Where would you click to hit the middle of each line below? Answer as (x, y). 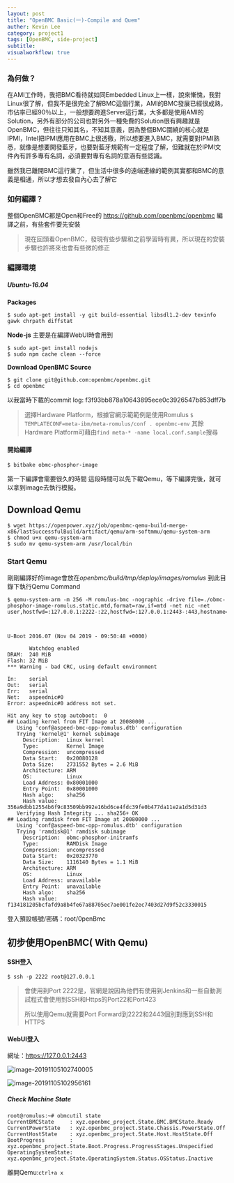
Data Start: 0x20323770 (60, 856)
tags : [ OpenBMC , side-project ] (53, 40)
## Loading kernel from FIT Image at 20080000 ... (82, 722)
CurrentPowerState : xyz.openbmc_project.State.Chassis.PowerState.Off (117, 1128)
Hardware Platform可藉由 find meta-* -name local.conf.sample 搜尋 (121, 432)
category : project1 (36, 33)
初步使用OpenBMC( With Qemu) (78, 943)
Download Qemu (44, 510)
